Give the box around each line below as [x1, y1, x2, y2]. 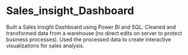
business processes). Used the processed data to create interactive [6, 36, 171, 43]
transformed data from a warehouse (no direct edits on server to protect [6, 29, 182, 36]
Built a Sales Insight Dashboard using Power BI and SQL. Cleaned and [6, 23, 176, 30]
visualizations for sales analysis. [6, 42, 85, 49]
